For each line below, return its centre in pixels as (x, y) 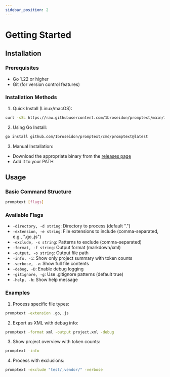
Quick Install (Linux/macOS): (42, 108)
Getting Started (38, 35)
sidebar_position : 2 (27, 10)
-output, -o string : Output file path (51, 253)
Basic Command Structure (38, 192)
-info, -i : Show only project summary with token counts (72, 258)
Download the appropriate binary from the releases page (72, 156)
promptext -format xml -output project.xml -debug (60, 332)
